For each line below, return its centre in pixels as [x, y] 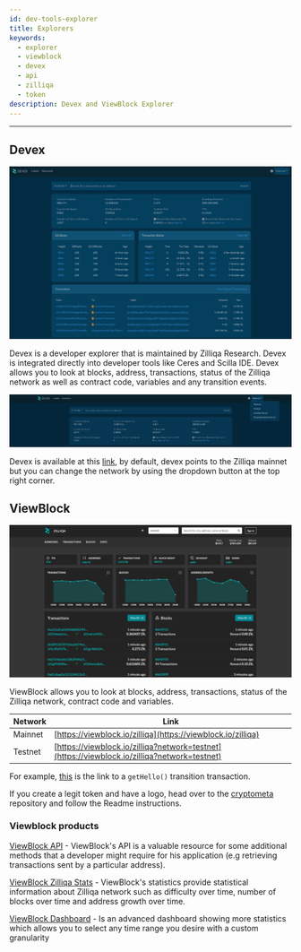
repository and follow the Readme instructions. [95, 803]
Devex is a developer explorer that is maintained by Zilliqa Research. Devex [148, 353]
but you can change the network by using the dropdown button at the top [145, 471]
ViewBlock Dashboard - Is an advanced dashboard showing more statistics [148, 918]
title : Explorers [42, 28]
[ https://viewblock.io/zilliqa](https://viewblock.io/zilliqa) [156, 734]
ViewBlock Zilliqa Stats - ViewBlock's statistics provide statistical [129, 882]
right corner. [32, 480]
